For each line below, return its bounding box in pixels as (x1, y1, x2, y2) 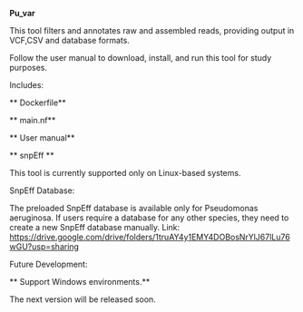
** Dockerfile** (9, 97, 66, 108)
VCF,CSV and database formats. (9, 35, 130, 45)
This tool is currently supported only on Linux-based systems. (9, 168, 241, 178)
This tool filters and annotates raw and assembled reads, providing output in (9, 25, 295, 35)
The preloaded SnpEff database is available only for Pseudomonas (9, 203, 259, 213)
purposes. (9, 63, 48, 73)
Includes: (9, 80, 44, 90)
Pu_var (9, 8, 35, 18)
